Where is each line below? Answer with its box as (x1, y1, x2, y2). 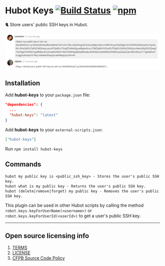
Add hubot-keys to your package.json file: (5, 92, 91, 98)
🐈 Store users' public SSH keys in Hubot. (5, 21, 88, 27)
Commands (5, 160, 42, 169)
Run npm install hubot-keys (5, 146, 63, 152)
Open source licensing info (5, 231, 89, 240)
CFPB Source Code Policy (12, 255, 65, 261)
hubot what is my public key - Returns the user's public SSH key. (5, 184, 146, 189)
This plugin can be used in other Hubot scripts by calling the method (5, 202, 144, 208)
